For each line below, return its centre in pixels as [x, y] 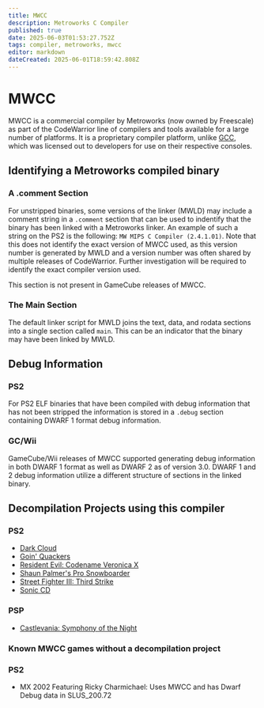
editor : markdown [37, 52]
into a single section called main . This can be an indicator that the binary [125, 331]
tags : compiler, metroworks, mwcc [65, 45]
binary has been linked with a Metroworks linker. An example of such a [123, 227]
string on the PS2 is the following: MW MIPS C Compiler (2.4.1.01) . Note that [132, 236]
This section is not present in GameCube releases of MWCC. [107, 285]
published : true [35, 30]
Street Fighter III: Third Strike [66, 581]
